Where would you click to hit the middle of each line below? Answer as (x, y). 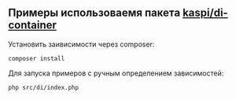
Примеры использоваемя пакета (94, 13)
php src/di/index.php (44, 87)
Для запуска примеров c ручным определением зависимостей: (116, 73)
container (33, 26)
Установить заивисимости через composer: (81, 44)
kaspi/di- (205, 13)
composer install (37, 58)
